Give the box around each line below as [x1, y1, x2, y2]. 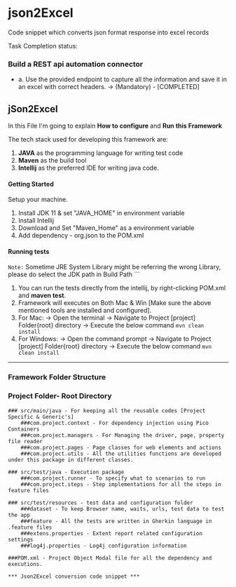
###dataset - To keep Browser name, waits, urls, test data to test [20, 505, 225, 513]
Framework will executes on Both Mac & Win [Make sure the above [18, 299, 211, 307]
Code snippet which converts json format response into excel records [8, 28, 209, 36]
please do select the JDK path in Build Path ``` [8, 270, 141, 278]
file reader [8, 438, 43, 445]
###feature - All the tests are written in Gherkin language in [20, 518, 212, 525]
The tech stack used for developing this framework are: [8, 135, 169, 144]
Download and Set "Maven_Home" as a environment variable [18, 224, 195, 232]
